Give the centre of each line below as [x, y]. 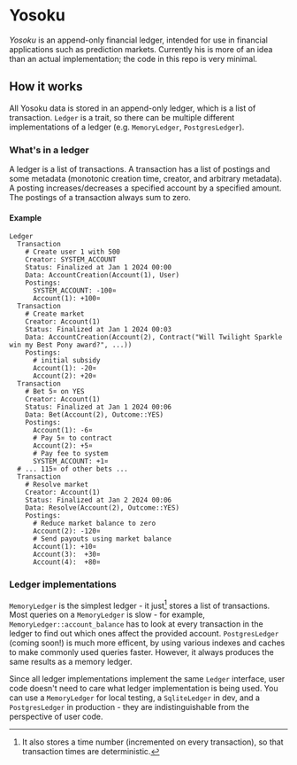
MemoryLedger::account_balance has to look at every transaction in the [136, 624]
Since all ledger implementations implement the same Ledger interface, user [147, 679]
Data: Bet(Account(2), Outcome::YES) [95, 415]
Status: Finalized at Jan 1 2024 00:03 [99, 330]
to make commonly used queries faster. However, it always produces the [141, 652]
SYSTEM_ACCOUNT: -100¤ [74, 291]
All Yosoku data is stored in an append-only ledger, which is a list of [133, 108]
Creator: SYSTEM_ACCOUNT [71, 260]
